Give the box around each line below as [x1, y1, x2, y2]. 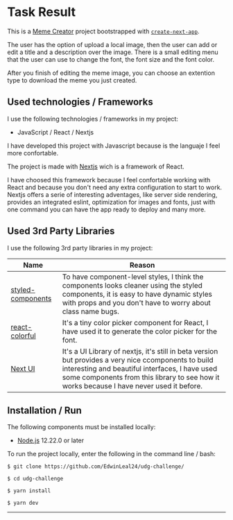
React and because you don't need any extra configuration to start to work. [7, 183, 223, 191]
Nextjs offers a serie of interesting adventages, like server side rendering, [7, 190, 218, 198]
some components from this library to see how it [62, 372, 220, 382]
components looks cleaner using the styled [62, 280, 203, 290]
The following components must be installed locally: [7, 423, 156, 431]
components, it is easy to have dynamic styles [62, 289, 213, 299]
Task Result [7, 4, 76, 20]
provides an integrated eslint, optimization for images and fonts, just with [7, 198, 216, 206]
